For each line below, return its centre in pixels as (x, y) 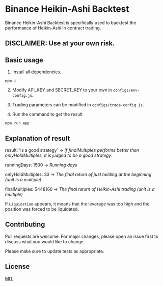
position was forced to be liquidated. (42, 209)
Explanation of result (38, 138)
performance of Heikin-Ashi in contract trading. (53, 28)
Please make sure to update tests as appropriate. (55, 251)
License (17, 267)
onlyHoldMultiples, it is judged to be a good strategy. (59, 155)
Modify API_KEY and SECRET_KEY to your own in (62, 90)
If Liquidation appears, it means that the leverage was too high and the (77, 204)
